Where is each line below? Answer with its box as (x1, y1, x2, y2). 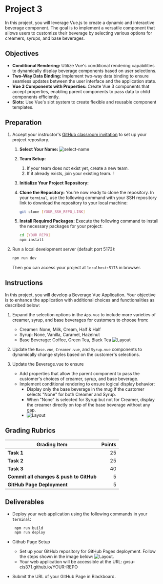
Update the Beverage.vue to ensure (12, 361, 84, 367)
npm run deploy (14, 530, 45, 535)
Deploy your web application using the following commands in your (12, 511, 148, 517)
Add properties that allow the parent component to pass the (19, 370, 140, 376)
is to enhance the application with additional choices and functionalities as (5, 297, 155, 303)
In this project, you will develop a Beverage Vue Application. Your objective (5, 292, 156, 298)
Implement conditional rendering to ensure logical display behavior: (19, 381, 155, 387)
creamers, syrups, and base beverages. (5, 35, 85, 41)
